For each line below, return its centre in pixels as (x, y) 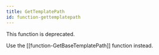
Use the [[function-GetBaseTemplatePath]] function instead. (79, 46)
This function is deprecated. (41, 34)
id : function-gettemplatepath (44, 17)
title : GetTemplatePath (36, 12)
